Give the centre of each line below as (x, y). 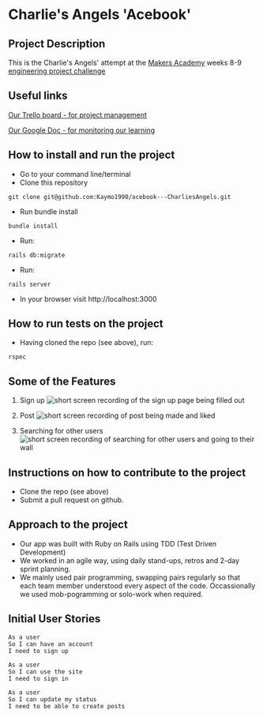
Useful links (38, 96)
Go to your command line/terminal (75, 174)
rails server (30, 284)
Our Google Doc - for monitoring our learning (82, 130)
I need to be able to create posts (67, 706)
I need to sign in (38, 678)
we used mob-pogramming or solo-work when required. (111, 594)
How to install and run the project (92, 155)
